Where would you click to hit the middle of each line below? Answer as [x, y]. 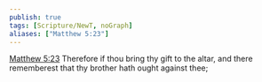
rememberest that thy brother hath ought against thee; [109, 68]
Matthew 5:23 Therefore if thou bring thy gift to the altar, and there [131, 59]
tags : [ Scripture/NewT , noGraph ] [71, 26]
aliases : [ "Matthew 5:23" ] [59, 34]
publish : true [36, 17]
